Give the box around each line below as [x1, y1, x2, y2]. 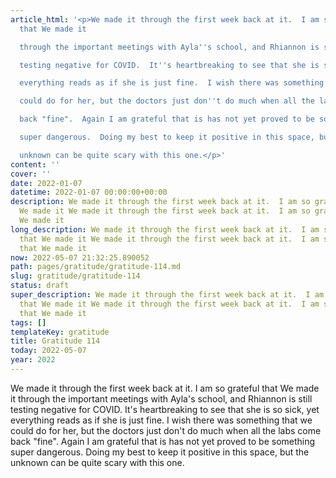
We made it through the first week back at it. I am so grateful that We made [10, 382, 320, 394]
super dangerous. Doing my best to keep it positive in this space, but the [10, 446, 310, 458]
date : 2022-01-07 [10, 178, 83, 188]
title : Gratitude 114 [10, 336, 101, 346]
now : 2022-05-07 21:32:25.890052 [10, 252, 150, 263]
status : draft [10, 281, 70, 291]
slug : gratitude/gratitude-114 [10, 271, 141, 281]
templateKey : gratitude [10, 327, 110, 337]
